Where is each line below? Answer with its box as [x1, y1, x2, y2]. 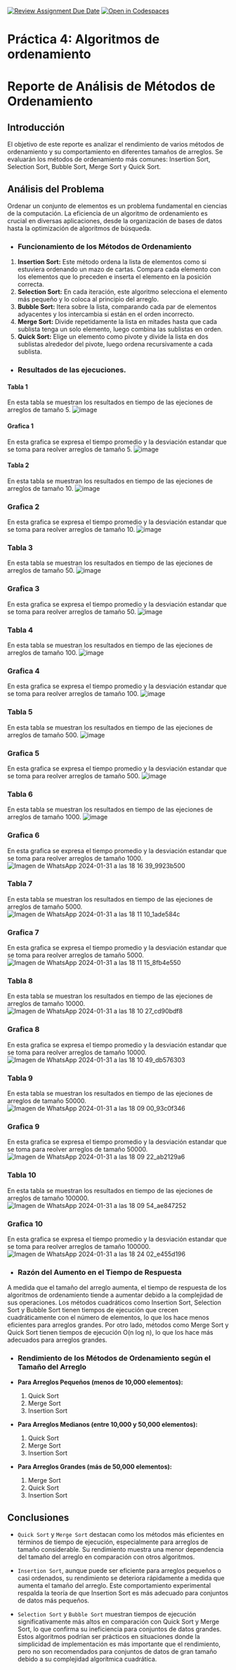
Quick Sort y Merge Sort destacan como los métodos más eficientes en [17, 1531, 225, 1539]
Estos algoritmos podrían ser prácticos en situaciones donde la [17, 1633, 200, 1641]
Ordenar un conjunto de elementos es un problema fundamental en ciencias [7, 201, 228, 210]
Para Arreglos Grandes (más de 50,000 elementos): [17, 1462, 172, 1471]
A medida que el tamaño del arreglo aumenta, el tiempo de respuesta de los [7, 1283, 227, 1292]
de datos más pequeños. [17, 1596, 90, 1605]
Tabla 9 [7, 1073, 33, 1083]
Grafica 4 [7, 666, 40, 675]
